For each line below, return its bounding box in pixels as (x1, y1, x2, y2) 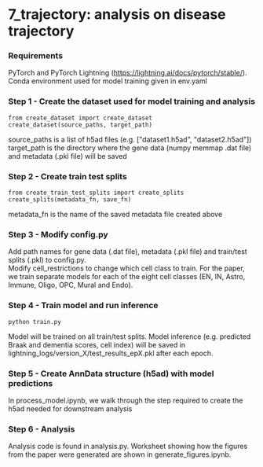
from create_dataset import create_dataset (8, 114, 153, 122)
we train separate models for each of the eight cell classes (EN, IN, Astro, (8, 272, 246, 281)
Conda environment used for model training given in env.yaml (8, 76, 208, 86)
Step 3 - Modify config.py (8, 230, 108, 240)
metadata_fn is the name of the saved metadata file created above (8, 210, 223, 219)
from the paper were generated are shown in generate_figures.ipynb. (8, 450, 232, 459)
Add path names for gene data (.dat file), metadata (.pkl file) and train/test (8, 247, 247, 256)
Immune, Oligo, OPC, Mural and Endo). (8, 281, 133, 290)
